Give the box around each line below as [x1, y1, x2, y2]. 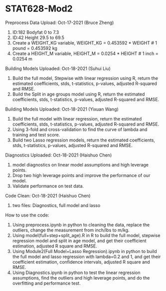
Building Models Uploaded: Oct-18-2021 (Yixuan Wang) [5, 106, 119, 112]
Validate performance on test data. [12, 183, 84, 189]
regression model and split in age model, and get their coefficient [12, 237, 147, 243]
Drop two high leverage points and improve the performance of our [12, 172, 151, 178]
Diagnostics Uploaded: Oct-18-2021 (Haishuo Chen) [5, 152, 112, 158]
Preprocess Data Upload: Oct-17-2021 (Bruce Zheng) [5, 19, 114, 25]
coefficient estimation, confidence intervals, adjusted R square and [12, 258, 151, 265]
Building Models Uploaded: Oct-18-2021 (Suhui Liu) [5, 65, 111, 71]
